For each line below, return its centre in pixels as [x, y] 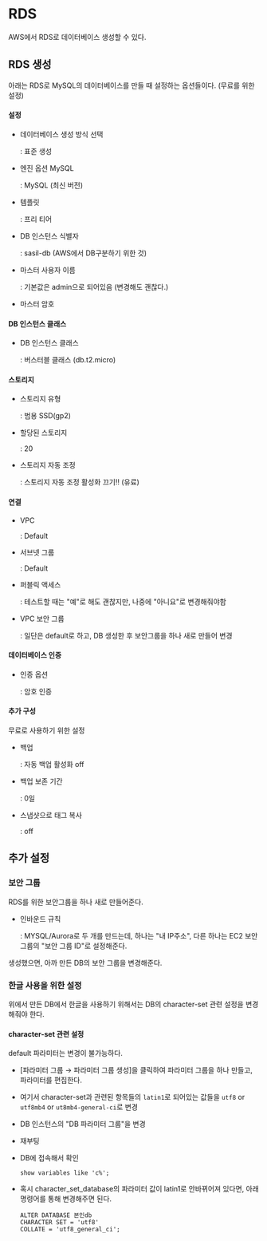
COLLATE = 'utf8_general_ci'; [70, 1230]
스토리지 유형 [40, 399]
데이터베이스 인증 [35, 655]
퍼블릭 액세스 [40, 584]
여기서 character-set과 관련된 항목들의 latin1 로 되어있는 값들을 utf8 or [132, 1097]
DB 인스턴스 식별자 [49, 235]
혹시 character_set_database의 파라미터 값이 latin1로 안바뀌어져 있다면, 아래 [139, 1189]
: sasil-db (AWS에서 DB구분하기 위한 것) [83, 253]
